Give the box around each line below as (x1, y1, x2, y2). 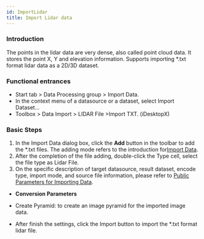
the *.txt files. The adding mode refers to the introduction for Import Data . (15, 146, 199, 153)
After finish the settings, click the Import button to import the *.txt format (15, 221, 197, 228)
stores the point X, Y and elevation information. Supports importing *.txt (6, 55, 186, 62)
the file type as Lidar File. (15, 159, 79, 166)
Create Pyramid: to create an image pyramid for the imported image (15, 202, 186, 210)
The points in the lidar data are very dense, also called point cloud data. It (6, 48, 191, 56)
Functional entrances (6, 77, 71, 86)
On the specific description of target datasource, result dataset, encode (15, 166, 196, 173)
